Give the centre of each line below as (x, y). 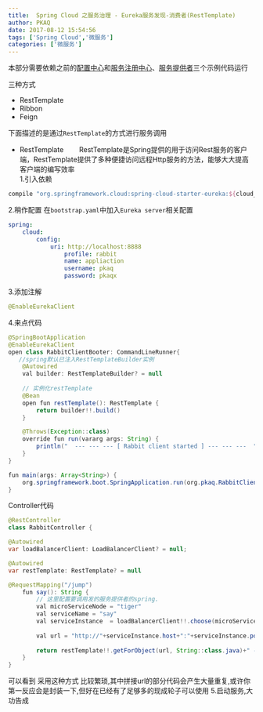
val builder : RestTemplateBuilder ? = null (92, 374)
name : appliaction (94, 261)
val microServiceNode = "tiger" (89, 607)
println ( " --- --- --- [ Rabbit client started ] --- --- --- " (147, 447)
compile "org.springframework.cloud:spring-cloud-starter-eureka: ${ (122, 194)
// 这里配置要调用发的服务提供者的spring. (97, 599)
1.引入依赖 (36, 179)
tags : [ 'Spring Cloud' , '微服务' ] (61, 37)
